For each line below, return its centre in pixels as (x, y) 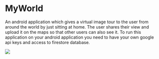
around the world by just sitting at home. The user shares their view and (77, 27)
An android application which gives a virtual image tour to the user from (77, 22)
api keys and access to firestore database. (47, 42)
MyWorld (24, 8)
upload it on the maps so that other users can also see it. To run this (73, 32)
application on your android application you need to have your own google (79, 37)
